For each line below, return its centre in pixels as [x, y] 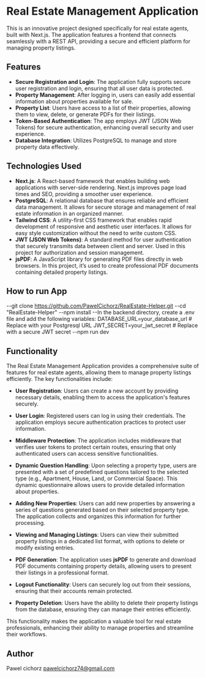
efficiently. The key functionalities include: [60, 379]
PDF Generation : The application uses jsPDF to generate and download [106, 560]
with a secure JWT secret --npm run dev [58, 332]
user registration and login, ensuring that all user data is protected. [99, 88]
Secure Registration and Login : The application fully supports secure [103, 81]
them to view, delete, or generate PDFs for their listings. [85, 114]
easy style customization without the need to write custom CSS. [96, 233]
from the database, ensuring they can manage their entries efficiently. [103, 609]
